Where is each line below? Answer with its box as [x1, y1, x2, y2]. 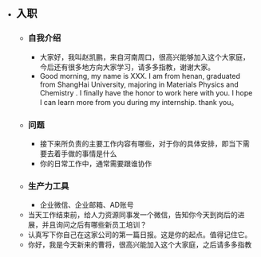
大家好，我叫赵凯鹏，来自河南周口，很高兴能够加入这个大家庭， [39, 52, 250, 61]
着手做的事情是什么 [53, 149, 117, 158]
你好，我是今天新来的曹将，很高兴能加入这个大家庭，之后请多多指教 [27, 240, 252, 250]
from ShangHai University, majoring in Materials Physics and [39, 80, 239, 89]
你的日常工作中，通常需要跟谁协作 [39, 158, 152, 168]
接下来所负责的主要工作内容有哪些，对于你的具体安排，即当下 [39, 138, 243, 148]
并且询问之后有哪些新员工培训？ [42, 220, 148, 230]
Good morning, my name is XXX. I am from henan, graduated [39, 71, 241, 80]
